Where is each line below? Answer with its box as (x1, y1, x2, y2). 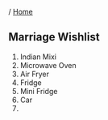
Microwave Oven (19, 60, 77, 70)
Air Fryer (19, 69, 50, 79)
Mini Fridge (19, 86, 58, 96)
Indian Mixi (19, 52, 56, 62)
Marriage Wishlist (8, 30, 100, 44)
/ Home (8, 7, 34, 16)
